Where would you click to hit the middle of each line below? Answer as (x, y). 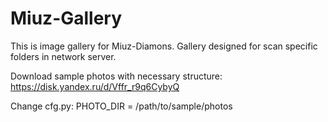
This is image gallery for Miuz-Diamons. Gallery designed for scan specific (164, 46)
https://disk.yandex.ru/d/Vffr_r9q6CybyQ (95, 86)
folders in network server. (63, 56)
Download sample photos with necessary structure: (116, 76)
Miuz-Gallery (66, 18)
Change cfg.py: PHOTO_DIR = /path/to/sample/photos (121, 106)
